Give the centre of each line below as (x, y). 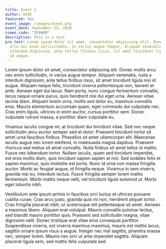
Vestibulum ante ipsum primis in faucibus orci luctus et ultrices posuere (78, 194)
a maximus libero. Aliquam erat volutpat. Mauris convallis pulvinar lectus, (79, 210)
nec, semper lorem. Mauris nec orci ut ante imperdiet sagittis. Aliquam (77, 236)
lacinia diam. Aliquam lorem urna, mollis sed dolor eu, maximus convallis (79, 101)
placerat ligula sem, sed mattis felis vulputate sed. (56, 242)
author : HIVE (19, 14)
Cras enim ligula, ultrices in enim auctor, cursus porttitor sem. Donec (75, 112)
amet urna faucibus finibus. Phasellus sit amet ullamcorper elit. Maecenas (80, 137)
